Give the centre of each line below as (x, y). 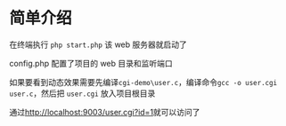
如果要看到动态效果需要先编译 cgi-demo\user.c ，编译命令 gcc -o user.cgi (143, 82)
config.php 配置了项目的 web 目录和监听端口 (91, 63)
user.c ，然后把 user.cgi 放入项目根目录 (82, 93)
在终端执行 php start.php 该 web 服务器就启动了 (98, 44)
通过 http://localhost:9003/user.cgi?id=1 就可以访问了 (105, 112)
